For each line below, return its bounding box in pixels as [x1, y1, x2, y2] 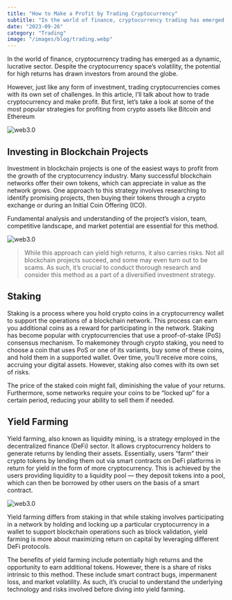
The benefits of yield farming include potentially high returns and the [7, 555, 204, 564]
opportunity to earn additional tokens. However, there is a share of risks [7, 563, 212, 571]
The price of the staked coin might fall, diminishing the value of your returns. [7, 381, 226, 390]
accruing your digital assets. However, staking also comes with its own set [7, 361, 220, 369]
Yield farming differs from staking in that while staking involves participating [7, 513, 224, 521]
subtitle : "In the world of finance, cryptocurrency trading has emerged [7, 17, 225, 24]
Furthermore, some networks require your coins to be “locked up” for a [7, 388, 210, 397]
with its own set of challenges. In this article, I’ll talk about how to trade [7, 91, 210, 99]
